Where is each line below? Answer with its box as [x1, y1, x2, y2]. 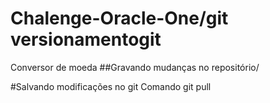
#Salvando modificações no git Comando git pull [10, 80, 212, 92]
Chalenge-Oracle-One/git [10, 7, 229, 30]
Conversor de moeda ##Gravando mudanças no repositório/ [10, 61, 260, 73]
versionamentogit [10, 28, 162, 51]
